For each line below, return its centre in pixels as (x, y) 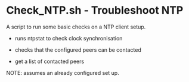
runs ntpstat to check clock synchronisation (69, 38)
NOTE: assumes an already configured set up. (63, 72)
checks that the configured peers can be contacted (78, 50)
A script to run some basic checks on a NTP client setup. (76, 27)
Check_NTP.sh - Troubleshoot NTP (95, 10)
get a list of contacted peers (49, 61)
